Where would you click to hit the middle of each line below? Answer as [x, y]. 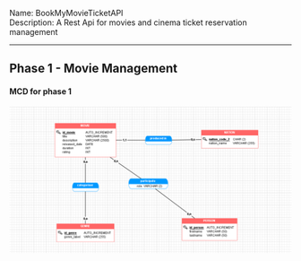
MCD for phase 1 [40, 91]
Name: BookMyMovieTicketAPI [66, 13]
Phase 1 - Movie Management [94, 69]
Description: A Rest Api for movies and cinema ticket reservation [129, 22]
